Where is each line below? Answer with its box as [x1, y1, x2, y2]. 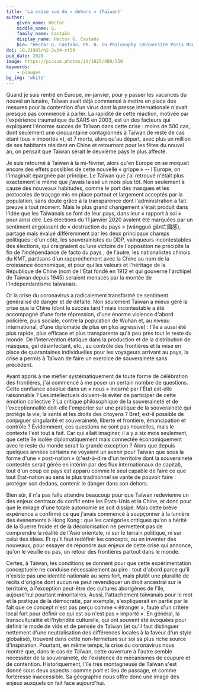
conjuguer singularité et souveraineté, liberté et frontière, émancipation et [6, 417, 187, 424]
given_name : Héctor [17, 20, 65, 26]
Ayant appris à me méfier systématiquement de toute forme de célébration [6, 373, 188, 380]
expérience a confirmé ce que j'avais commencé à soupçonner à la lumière [6, 510, 190, 518]
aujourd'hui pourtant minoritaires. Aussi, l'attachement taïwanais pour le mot [6, 591, 193, 598]
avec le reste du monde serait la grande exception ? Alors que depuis [6, 442, 175, 449]
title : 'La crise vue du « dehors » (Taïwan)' [6, 8, 123, 15]
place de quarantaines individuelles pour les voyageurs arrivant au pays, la [6, 348, 189, 356]
